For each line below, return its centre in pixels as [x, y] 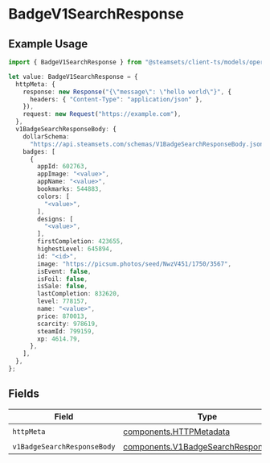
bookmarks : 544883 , [70, 189]
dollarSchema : [46, 136]
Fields [24, 394]
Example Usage [48, 44]
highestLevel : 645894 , [75, 249]
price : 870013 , [63, 316]
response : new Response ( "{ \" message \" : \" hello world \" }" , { [127, 92]
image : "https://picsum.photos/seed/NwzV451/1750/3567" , [134, 264]
